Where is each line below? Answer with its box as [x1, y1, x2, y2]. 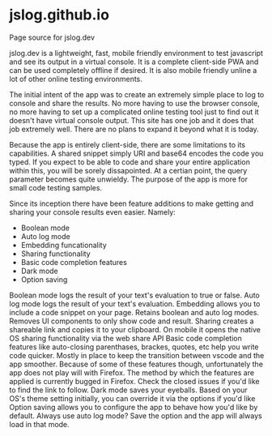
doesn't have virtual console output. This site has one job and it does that [9, 115, 254, 125]
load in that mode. [9, 419, 70, 429]
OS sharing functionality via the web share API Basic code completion [9, 333, 242, 343]
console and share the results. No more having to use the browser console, [9, 98, 260, 108]
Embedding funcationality [20, 240, 108, 250]
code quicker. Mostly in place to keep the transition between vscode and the [9, 350, 265, 360]
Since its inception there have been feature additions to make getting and [9, 199, 254, 208]
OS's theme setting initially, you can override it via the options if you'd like [9, 393, 256, 403]
